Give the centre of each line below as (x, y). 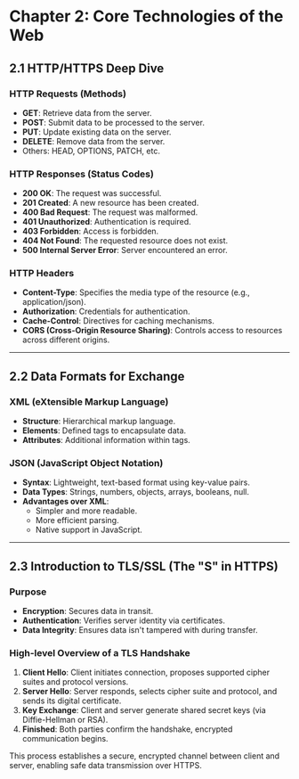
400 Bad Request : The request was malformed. (110, 212)
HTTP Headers (42, 274)
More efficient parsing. (77, 521)
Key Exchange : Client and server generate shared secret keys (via (144, 710)
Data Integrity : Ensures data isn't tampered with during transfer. (140, 630)
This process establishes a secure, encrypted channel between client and (145, 756)
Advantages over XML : (65, 502)
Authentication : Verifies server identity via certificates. (123, 620)
